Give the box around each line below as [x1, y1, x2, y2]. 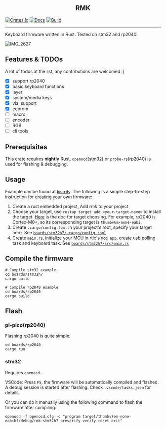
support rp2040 [12, 78, 45, 84]
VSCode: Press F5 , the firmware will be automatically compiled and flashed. [5, 379, 159, 385]
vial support [12, 100, 37, 106]
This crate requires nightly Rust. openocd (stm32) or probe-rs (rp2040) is [5, 156, 151, 162]
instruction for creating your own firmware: [5, 194, 93, 200]
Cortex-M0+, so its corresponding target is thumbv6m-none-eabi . [12, 219, 142, 225]
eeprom [12, 106, 29, 112]
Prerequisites [5, 143, 47, 151]
